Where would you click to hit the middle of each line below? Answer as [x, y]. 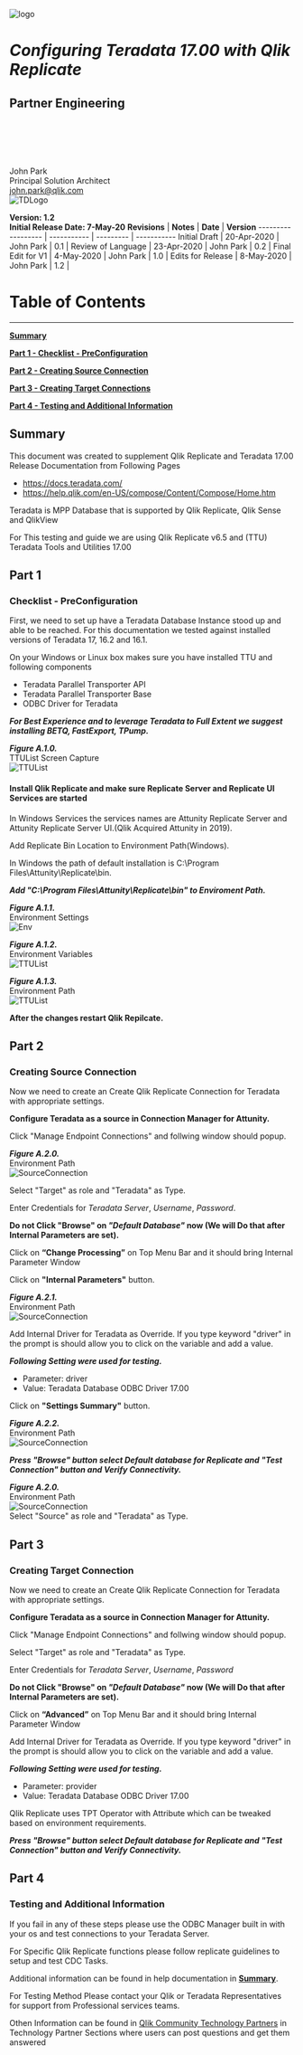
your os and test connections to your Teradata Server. [110, 1933]
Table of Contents [78, 302]
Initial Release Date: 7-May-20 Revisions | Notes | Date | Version [133, 227]
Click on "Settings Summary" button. [80, 1406]
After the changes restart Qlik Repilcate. [87, 1018]
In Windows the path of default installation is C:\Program [114, 863]
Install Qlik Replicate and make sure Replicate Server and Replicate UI [142, 789]
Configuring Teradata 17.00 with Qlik [150, 51]
